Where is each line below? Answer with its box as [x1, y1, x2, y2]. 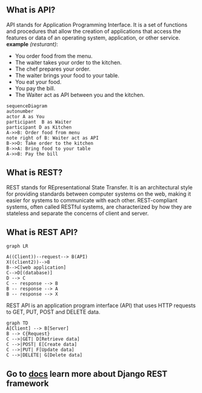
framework [6, 378, 49, 389]
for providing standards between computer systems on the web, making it [6, 190, 191, 197]
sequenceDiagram [6, 103, 47, 109]
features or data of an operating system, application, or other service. [6, 34, 181, 41]
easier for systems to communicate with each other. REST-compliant [6, 196, 178, 204]
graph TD [6, 320, 29, 327]
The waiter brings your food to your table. [15, 71, 120, 79]
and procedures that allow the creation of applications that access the [6, 27, 181, 35]
